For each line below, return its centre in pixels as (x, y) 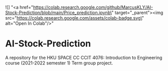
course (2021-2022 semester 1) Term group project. (59, 63)
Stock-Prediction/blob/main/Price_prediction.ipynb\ (59, 13)
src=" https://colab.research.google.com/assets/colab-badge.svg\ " (75, 18)
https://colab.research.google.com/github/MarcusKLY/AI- (93, 7)
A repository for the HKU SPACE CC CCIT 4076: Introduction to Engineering (84, 57)
